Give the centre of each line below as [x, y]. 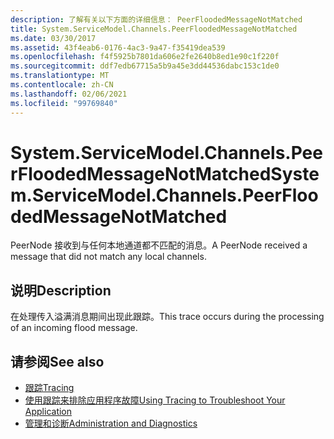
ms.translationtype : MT [60, 76]
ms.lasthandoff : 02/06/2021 [69, 94]
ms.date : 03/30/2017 [53, 38]
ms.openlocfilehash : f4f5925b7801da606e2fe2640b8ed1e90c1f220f [145, 57]
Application [48, 412]
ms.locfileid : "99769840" [64, 103]
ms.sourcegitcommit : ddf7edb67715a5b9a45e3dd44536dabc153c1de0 [145, 66]
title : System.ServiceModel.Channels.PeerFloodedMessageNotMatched [154, 29]
